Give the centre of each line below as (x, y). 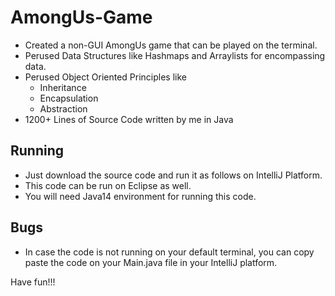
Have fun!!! (33, 282)
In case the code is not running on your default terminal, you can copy (169, 252)
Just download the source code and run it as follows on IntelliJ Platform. (173, 175)
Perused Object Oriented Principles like (105, 77)
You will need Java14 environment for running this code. (140, 196)
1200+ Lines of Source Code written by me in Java (129, 119)
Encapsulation (69, 98)
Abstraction (63, 108)
